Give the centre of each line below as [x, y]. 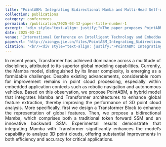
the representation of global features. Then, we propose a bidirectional [83, 113]
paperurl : [15, 42]
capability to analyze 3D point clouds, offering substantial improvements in [83, 134]
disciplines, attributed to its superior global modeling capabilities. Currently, [83, 66]
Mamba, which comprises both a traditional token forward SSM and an [83, 118]
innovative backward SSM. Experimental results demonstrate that [83, 123]
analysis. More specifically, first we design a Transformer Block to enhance [83, 108]
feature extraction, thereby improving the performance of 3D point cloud [83, 102]
